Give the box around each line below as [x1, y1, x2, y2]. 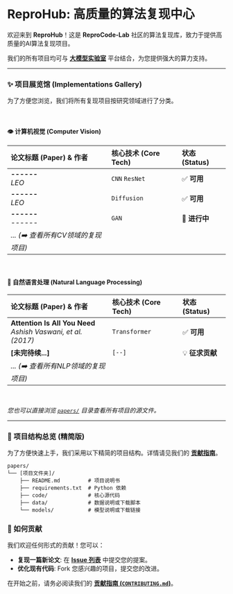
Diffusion [111, 195, 144, 202]
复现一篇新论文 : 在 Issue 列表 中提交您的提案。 [17, 556, 151, 564]
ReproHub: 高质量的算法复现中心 [7, 6, 196, 22]
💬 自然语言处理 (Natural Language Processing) [7, 278, 143, 286]
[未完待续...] [10, 348, 50, 358]
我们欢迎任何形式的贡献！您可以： [7, 541, 105, 550]
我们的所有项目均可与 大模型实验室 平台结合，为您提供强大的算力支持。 [7, 53, 212, 62]
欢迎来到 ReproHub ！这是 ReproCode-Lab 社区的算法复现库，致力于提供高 [7, 30, 223, 39]
